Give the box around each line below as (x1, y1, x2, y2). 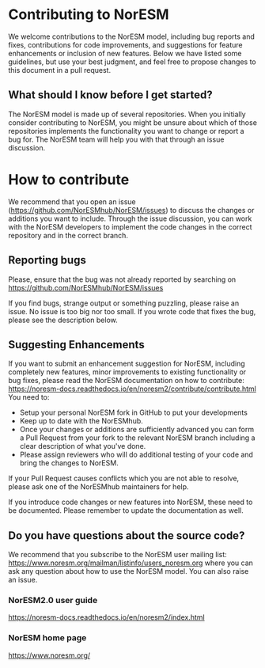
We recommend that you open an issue (8, 196, 136, 207)
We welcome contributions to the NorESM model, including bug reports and (8, 32, 256, 41)
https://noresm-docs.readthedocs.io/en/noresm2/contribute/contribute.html (8, 384, 257, 393)
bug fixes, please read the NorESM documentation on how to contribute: (8, 376, 245, 385)
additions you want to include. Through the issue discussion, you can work (8, 214, 252, 223)
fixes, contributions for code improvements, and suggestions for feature (8, 40, 243, 49)
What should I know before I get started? (8, 89, 214, 102)
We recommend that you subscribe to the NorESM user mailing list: (8, 550, 227, 560)
